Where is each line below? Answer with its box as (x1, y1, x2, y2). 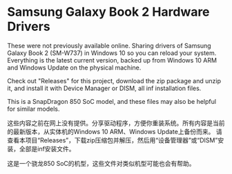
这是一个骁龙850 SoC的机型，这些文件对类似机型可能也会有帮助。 (7, 159, 195, 167)
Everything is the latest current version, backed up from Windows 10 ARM (7, 56, 217, 64)
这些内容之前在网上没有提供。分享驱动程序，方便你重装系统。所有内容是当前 (7, 118, 225, 127)
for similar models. (7, 105, 60, 113)
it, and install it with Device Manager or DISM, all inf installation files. (7, 84, 202, 92)
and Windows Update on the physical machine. (7, 63, 142, 72)
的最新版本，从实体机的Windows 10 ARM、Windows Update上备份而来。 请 (7, 127, 222, 135)
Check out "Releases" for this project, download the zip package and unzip (7, 76, 221, 85)
